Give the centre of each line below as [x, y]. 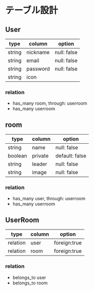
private [40, 156]
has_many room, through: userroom [50, 103]
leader [40, 164]
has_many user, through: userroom [49, 199]
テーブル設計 [32, 10]
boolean [17, 156]
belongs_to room [30, 283]
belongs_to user [29, 277]
